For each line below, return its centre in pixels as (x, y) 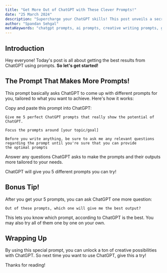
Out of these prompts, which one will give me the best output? (73, 208)
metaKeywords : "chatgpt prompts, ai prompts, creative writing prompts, (82, 28)
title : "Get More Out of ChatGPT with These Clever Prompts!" (71, 10)
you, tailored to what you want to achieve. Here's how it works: (70, 98)
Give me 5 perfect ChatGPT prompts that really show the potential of (80, 117)
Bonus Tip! (22, 187)
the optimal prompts (27, 147)
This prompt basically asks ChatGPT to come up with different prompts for (81, 93)
